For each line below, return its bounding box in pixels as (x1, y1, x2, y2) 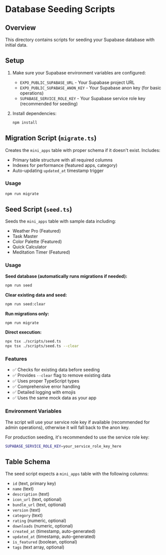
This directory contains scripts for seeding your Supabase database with (5, 36, 155, 42)
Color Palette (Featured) (12, 238, 62, 244)
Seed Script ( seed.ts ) (5, 205, 72, 213)
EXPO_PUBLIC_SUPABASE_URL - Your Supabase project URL (19, 79, 135, 85)
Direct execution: (5, 329, 42, 335)
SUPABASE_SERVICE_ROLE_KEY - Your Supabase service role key (19, 95, 146, 101)
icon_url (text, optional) (12, 496, 62, 502)
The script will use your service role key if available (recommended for (5, 419, 150, 425)
